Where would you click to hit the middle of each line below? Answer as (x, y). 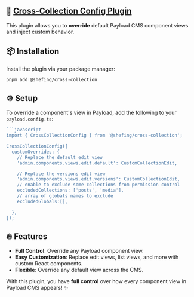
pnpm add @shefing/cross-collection (52, 79)
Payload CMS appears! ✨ (37, 288)
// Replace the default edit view (60, 157)
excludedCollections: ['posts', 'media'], (70, 191)
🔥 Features (27, 236)
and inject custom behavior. (40, 32)
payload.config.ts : (30, 119)
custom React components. (49, 264)
